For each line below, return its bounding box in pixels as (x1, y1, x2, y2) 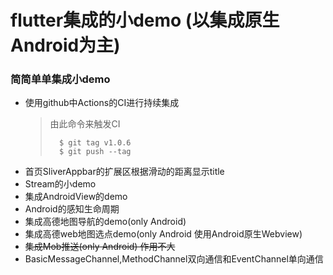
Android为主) (10, 34, 121, 57)
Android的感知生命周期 (24, 203, 120, 215)
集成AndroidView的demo (24, 191, 128, 203)
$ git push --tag (58, 147, 132, 157)
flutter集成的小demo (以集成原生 (10, 9, 280, 32)
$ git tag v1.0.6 (58, 138, 132, 148)
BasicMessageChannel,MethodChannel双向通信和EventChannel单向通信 (24, 253, 324, 265)
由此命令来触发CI (49, 118, 121, 130)
